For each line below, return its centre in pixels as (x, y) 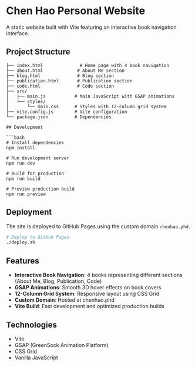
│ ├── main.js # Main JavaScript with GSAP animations (90, 96)
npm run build (23, 179)
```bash (16, 137)
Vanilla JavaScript (36, 358)
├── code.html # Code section (60, 86)
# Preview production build (41, 189)
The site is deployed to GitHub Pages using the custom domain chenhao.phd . (98, 226)
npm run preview (26, 194)
